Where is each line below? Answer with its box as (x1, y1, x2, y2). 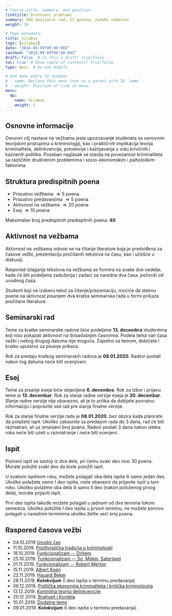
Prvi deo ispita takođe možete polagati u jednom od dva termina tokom (5, 500, 155, 506)
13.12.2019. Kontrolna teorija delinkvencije (12, 588, 101, 594)
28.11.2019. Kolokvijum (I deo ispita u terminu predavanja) (12, 577, 136, 584)
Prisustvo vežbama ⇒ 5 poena (12, 191, 80, 197)
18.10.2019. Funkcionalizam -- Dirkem (12, 550, 92, 556)
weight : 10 (5, 22, 29, 27)
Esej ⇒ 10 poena (12, 207, 50, 213)
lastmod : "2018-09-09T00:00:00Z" (5, 50, 77, 55)
